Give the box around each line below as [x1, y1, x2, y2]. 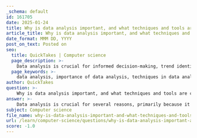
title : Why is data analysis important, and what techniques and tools [6, 25, 185, 31]
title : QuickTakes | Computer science [11, 52, 107, 58]
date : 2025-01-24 [6, 19, 49, 25]
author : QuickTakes [6, 80, 54, 86]
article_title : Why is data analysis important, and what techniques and [6, 31, 191, 36]
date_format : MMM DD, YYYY [6, 36, 72, 42]
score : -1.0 [6, 123, 35, 129]
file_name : [6, 112, 33, 118]
